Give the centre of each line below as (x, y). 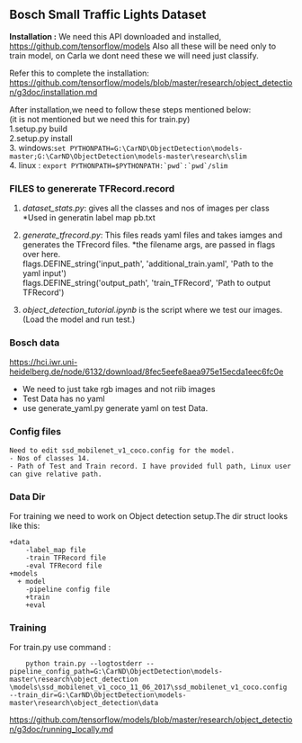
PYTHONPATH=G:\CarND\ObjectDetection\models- (156, 148)
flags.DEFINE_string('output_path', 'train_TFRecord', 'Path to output (147, 283)
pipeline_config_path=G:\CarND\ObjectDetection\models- (116, 672)
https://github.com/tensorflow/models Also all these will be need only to (143, 46)
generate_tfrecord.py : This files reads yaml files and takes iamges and (152, 235)
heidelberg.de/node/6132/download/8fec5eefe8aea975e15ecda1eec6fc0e (147, 371)
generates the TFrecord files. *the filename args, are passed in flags (149, 245)
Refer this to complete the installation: (80, 73)
